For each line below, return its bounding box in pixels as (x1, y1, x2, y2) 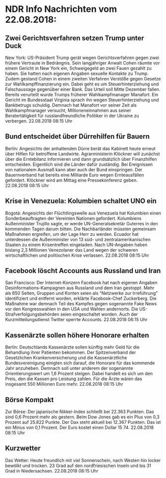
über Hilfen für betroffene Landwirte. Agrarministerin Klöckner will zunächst (5, 150, 160, 157)
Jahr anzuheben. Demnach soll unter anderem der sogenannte (5, 365, 133, 371)
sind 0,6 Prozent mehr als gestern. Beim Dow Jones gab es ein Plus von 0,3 (5, 414, 160, 420)
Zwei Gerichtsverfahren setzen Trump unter (5, 34, 145, 42)
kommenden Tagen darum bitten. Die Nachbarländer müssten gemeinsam (5, 226, 156, 232)
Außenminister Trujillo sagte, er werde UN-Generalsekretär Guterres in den (5, 220, 159, 226)
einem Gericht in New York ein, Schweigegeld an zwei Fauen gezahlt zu (5, 66, 152, 71)
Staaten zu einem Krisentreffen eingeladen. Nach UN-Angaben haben (5, 242, 148, 248)
